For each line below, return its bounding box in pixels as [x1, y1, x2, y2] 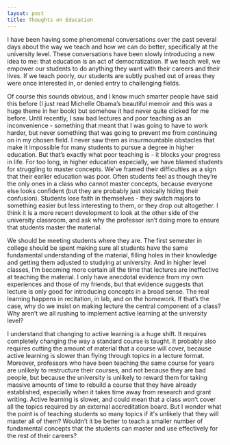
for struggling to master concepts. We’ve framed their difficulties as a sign [7, 165, 217, 173]
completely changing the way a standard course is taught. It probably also [7, 337, 216, 345]
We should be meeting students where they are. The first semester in [7, 236, 203, 244]
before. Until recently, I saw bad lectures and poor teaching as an [7, 114, 192, 122]
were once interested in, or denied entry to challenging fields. [7, 79, 181, 87]
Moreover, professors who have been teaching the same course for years [7, 359, 214, 367]
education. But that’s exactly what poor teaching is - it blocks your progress [7, 150, 221, 158]
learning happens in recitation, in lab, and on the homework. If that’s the [7, 294, 210, 303]
